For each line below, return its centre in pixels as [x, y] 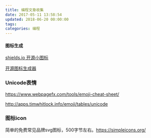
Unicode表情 [21, 83]
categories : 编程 [23, 29]
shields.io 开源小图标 [27, 58]
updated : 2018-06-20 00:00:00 [37, 19]
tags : [11, 24]
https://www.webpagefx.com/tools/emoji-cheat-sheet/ [62, 94]
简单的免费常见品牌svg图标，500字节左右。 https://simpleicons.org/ [75, 130]
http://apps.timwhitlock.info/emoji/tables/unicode [57, 104]
